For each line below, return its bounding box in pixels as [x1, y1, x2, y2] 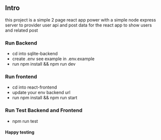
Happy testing [5, 129, 35, 135]
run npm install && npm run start [12, 95, 77, 101]
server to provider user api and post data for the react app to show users [5, 22, 152, 28]
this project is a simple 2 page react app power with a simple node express [5, 17, 156, 23]
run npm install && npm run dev [12, 61, 76, 67]
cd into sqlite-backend [12, 51, 58, 57]
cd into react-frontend [12, 84, 57, 90]
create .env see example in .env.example [12, 56, 94, 62]
